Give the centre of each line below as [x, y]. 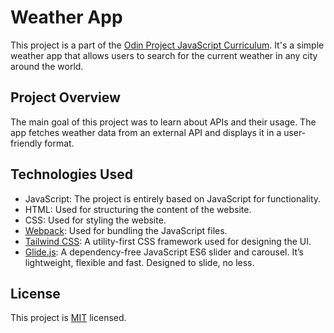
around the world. [47, 66]
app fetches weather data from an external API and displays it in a [146, 132]
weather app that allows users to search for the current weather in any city [164, 55]
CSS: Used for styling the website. [95, 220]
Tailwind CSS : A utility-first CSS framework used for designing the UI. [168, 241]
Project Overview [65, 97]
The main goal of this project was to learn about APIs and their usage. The [163, 122]
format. [59, 143]
